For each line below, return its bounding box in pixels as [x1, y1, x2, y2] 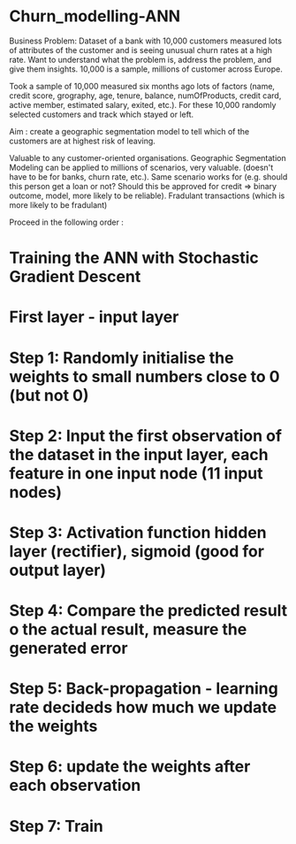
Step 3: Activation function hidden [9, 522, 267, 542]
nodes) [9, 482, 63, 502]
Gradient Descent [9, 267, 141, 287]
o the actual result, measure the [9, 619, 247, 640]
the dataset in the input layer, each [9, 444, 269, 464]
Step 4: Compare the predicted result [9, 601, 288, 621]
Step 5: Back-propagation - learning [9, 679, 278, 699]
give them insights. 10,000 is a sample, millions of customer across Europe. [9, 64, 283, 74]
